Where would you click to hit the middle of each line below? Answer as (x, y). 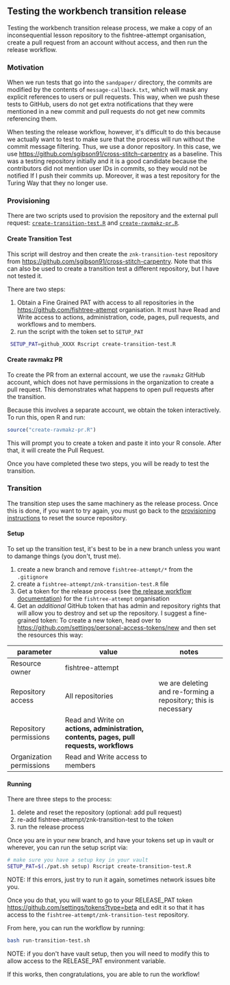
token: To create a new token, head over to (101, 620)
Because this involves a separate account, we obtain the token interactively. (114, 410)
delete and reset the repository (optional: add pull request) (100, 812)
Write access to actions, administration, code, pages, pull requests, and (118, 317)
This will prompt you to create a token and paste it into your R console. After (114, 443)
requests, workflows (99, 746)
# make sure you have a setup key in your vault (78, 860)
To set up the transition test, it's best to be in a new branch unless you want (114, 549)
